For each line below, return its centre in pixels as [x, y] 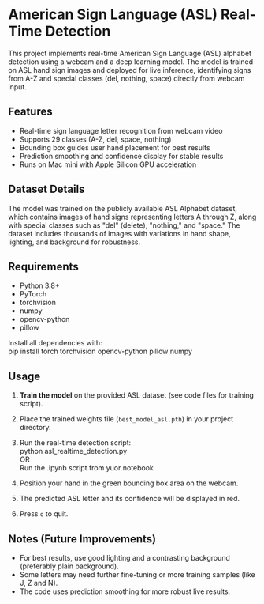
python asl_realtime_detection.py [73, 451]
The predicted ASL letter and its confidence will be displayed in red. [130, 499]
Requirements [43, 266]
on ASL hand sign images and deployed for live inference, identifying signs [130, 70]
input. [18, 87]
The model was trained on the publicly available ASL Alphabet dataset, [123, 208]
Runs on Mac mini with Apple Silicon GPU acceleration [108, 164]
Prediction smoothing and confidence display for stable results [121, 156]
